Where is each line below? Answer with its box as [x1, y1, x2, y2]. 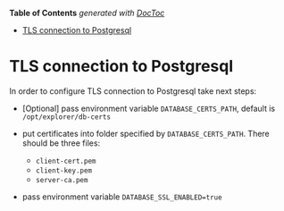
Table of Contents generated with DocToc [9, 8, 165, 18]
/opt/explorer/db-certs [21, 112, 112, 122]
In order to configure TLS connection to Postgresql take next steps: [9, 85, 257, 97]
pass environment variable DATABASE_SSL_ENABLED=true [21, 191, 222, 202]
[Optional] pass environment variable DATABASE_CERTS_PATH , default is [21, 103, 275, 114]
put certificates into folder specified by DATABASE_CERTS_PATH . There [21, 128, 270, 139]
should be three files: [21, 138, 101, 148]
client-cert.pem [35, 156, 96, 165]
